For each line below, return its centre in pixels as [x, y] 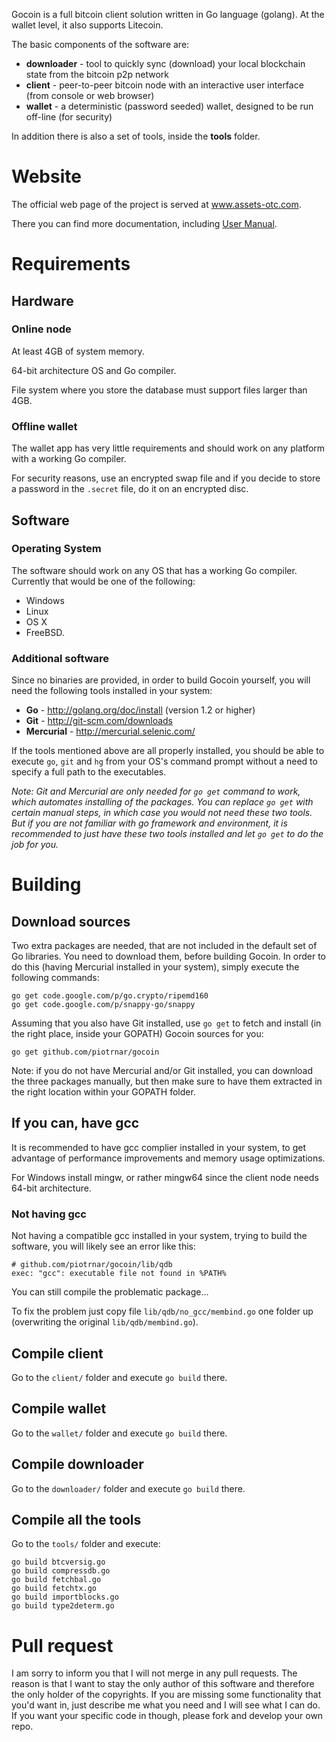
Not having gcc [49, 1214]
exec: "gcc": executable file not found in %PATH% [119, 1274]
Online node [41, 329]
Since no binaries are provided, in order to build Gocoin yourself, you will [161, 680]
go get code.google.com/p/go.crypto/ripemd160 [110, 996]
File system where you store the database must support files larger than [159, 390]
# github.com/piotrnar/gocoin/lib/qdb [92, 1265]
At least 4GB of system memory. [78, 351]
